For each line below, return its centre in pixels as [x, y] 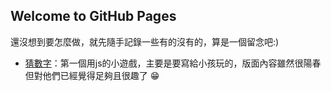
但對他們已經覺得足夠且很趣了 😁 [92, 75]
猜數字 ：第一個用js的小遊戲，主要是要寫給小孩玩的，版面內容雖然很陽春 [173, 63]
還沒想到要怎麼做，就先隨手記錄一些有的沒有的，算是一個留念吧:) [145, 41]
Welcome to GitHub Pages [93, 16]
